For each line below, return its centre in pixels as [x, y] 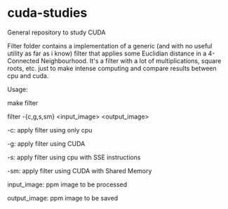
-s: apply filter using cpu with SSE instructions [74, 157]
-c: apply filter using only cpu [50, 130]
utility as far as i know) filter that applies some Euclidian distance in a [107, 53]
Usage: [18, 89]
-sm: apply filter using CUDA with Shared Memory [80, 170]
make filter [23, 102]
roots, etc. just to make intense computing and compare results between [112, 68]
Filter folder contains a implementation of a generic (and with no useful [110, 46]
